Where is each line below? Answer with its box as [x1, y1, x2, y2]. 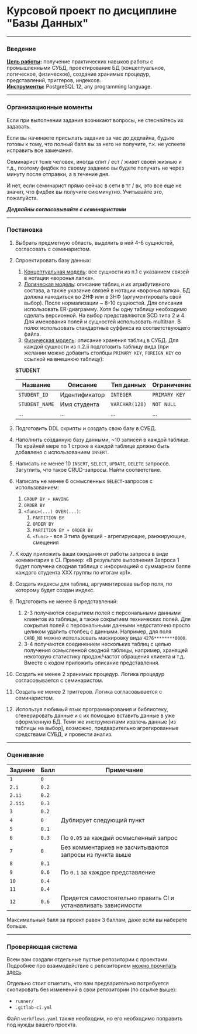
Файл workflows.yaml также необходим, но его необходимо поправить [6, 1015, 183, 1022]
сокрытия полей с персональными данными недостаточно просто [23, 621, 191, 628]
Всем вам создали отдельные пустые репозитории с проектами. [6, 956, 169, 963]
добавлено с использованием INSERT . [15, 448, 109, 455]
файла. [23, 330, 42, 337]
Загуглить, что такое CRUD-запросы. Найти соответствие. [15, 466, 162, 473]
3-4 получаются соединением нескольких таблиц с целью [23, 640, 171, 647]
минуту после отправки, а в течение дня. [6, 170, 110, 177]
